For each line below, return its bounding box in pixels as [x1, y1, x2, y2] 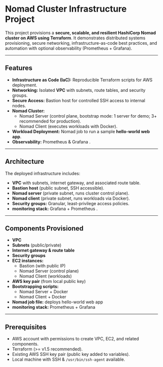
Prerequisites [5, 323, 47, 331]
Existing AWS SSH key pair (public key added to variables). [12, 351, 130, 357]
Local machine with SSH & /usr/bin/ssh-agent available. [12, 356, 125, 363]
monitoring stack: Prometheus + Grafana [12, 304, 96, 310]
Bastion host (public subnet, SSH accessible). [12, 185, 104, 191]
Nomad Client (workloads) [19, 273, 72, 279]
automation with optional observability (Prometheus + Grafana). [5, 45, 132, 51]
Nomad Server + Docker [19, 289, 68, 295]
